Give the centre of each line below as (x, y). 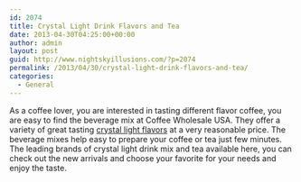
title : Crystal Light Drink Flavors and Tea (94, 26)
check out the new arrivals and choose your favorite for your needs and (143, 158)
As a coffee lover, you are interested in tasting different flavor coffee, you (146, 110)
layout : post (34, 51)
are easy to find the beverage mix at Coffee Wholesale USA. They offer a (145, 120)
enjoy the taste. (38, 168)
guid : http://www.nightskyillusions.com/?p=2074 (103, 59)
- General (36, 85)
